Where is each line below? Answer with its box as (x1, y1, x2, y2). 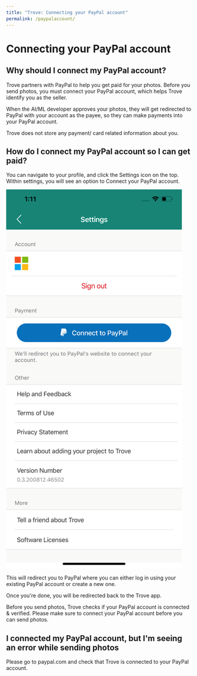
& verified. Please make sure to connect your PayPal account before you (6, 610, 183, 617)
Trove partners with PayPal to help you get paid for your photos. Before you (6, 81, 190, 88)
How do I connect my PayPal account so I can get (6, 146, 190, 156)
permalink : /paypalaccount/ (6, 15, 76, 22)
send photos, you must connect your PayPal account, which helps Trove (6, 88, 182, 95)
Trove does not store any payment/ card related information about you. (6, 129, 179, 136)
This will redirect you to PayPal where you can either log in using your (6, 574, 176, 581)
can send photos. (6, 616, 49, 623)
